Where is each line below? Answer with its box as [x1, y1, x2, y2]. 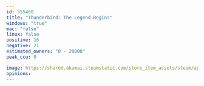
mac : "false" [6, 25, 39, 32]
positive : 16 [6, 37, 39, 43]
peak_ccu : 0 [6, 54, 36, 60]
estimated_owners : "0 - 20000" [6, 48, 86, 55]
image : [6, 65, 23, 71]
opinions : [6, 70, 32, 76]
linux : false [6, 31, 39, 38]
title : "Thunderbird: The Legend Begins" [6, 15, 113, 21]
